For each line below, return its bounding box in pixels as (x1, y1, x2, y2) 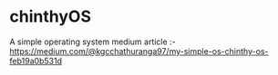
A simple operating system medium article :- (9, 36, 176, 47)
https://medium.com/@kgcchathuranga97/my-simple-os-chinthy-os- (9, 45, 269, 56)
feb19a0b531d (9, 55, 62, 66)
